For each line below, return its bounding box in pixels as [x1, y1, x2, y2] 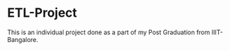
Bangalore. [7, 35, 38, 43]
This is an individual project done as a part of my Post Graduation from [7, 28, 210, 36]
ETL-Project [7, 5, 77, 21]
